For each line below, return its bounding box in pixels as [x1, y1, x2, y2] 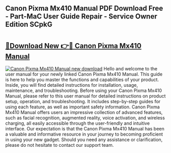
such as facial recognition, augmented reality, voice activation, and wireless [5, 115, 165, 121]
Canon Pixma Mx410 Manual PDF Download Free [5, 4, 163, 13]
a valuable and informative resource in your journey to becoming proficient [5, 131, 163, 137]
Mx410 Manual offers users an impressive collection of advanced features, [5, 109, 163, 115]
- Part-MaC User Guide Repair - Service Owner [5, 12, 158, 21]
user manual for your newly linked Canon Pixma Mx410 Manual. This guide [5, 71, 163, 77]
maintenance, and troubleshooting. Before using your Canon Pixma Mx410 [5, 87, 162, 93]
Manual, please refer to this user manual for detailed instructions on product [5, 93, 166, 99]
